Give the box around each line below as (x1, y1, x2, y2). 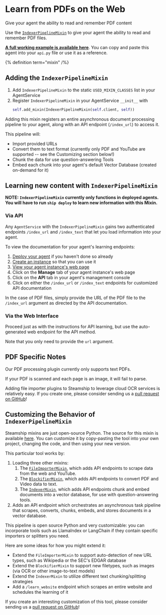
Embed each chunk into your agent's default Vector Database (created (12, 161, 157, 167)
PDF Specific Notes (5, 353, 66, 361)
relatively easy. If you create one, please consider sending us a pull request (5, 390, 160, 396)
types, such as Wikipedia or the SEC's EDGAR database (12, 557, 126, 563)
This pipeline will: (5, 131, 41, 137)
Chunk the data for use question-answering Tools (12, 156, 114, 162)
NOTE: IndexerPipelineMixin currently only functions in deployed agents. (5, 195, 159, 201)
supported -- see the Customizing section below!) (12, 151, 115, 157)
